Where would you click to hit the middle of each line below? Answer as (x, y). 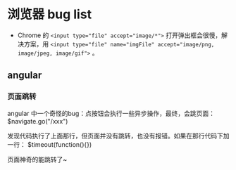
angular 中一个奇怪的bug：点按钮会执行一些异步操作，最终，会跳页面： (111, 113)
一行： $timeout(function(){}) (50, 144)
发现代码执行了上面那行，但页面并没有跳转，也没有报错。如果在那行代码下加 (118, 136)
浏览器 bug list (50, 14)
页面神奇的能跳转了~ (37, 159)
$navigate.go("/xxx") (38, 121)
